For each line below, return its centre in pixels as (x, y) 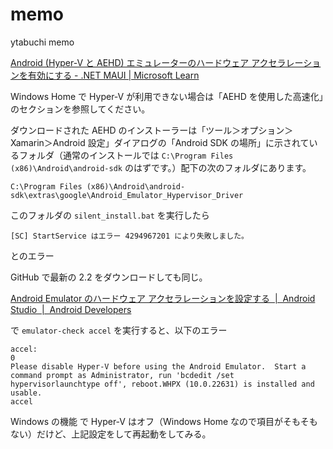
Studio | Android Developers (71, 309)
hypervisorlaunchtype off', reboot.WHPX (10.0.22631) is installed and (162, 384)
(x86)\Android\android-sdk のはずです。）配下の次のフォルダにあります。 (161, 167)
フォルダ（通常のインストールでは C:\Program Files (126, 155)
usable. (26, 393)
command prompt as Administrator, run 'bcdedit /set (122, 375)
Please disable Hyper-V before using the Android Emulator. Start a (158, 366)
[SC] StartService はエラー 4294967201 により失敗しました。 (129, 236)
